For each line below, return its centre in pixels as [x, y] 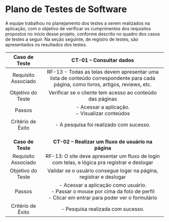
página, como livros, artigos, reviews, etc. [103, 84]
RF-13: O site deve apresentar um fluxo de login [103, 156]
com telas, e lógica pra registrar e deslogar [103, 162]
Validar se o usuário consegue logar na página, [103, 171]
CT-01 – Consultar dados [103, 60]
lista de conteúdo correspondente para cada [103, 78]
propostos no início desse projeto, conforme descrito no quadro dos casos [82, 34]
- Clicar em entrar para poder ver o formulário [103, 197]
